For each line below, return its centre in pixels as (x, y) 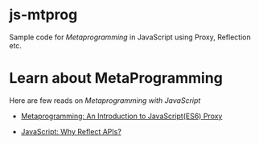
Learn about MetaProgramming (116, 78)
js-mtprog (43, 15)
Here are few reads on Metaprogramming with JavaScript (105, 100)
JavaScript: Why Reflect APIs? (71, 131)
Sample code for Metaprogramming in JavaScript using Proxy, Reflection (130, 37)
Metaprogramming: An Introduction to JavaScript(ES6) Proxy (121, 116)
